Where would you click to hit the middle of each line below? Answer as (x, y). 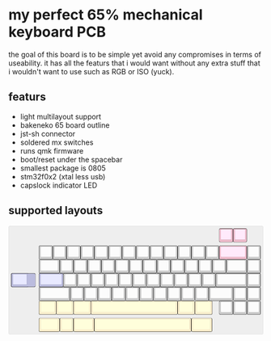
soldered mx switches (57, 142)
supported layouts (56, 210)
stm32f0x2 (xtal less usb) (63, 176)
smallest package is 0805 (63, 168)
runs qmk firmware (52, 150)
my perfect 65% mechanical (106, 15)
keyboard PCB (57, 32)
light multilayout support (61, 116)
